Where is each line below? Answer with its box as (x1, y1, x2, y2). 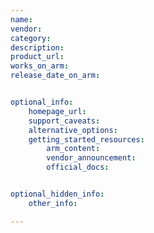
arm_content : (46, 144, 101, 154)
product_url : (10, 52, 65, 62)
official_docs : (46, 162, 110, 173)
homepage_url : (28, 106, 87, 116)
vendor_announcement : (46, 153, 137, 163)
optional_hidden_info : (10, 189, 105, 199)
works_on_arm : (10, 61, 70, 71)
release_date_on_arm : (10, 71, 101, 81)
